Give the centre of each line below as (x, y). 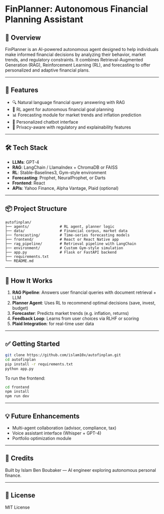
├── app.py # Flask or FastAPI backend (61, 253)
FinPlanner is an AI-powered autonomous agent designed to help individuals (82, 49)
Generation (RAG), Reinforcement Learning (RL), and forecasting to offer (78, 65)
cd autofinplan (20, 360)
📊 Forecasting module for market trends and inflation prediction (77, 115)
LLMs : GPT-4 (26, 162)
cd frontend (17, 387)
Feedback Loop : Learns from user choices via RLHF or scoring (75, 319)
